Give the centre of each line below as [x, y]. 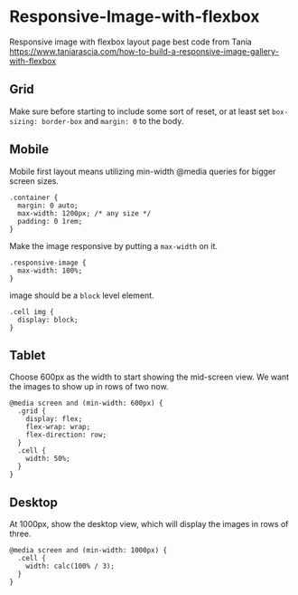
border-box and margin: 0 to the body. [113, 120]
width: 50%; [48, 459]
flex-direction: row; [66, 435]
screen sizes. [34, 181]
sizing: [24, 121]
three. [20, 534]
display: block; [48, 320]
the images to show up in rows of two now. [89, 387]
